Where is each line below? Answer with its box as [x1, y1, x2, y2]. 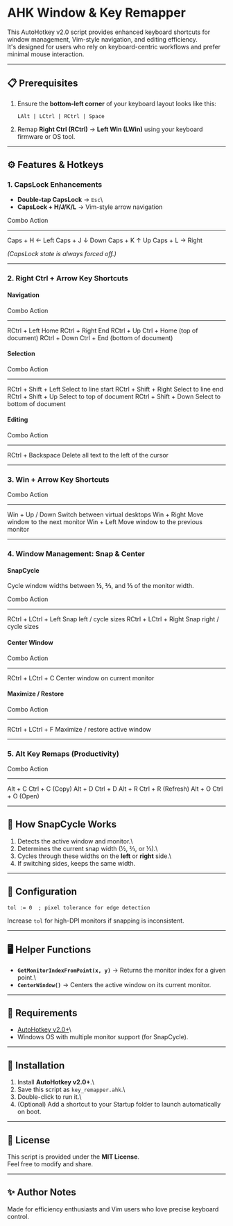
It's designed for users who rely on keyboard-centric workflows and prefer [7, 42, 221, 51]
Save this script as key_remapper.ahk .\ [17, 1085, 126, 1094]
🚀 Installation [7, 1059, 65, 1071]
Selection [7, 349, 36, 358]
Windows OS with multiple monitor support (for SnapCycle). [17, 1033, 189, 1041]
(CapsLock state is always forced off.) [7, 250, 116, 258]
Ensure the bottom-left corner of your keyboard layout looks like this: [17, 99, 217, 108]
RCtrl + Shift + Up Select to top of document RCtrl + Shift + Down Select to [7, 392, 221, 401]
